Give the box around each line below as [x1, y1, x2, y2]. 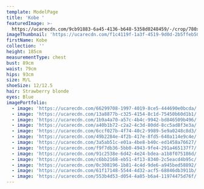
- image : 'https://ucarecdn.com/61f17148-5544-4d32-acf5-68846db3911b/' [12, 168, 200, 174]
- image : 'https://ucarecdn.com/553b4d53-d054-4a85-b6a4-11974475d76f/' [12, 173, 200, 180]
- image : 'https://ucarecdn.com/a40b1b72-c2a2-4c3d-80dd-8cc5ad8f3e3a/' [12, 123, 200, 129]
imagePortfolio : [6, 99, 47, 105]
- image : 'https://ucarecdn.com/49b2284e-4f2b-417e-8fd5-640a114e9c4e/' [12, 134, 200, 140]
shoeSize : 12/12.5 [6, 83, 53, 89]
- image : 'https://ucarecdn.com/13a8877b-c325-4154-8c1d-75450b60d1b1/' [12, 111, 200, 117]
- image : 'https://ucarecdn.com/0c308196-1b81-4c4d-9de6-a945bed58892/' [12, 162, 200, 168]
